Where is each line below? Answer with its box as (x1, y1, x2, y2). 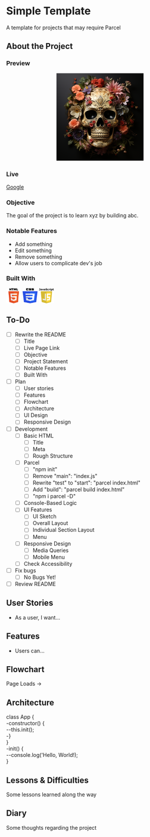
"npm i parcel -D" (32, 493, 76, 500)
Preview (6, 59, 30, 68)
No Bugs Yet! (23, 574, 57, 581)
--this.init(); (6, 726, 35, 733)
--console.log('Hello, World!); (6, 752, 79, 759)
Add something (14, 240, 52, 247)
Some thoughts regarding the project (6, 824, 97, 831)
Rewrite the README (14, 330, 67, 338)
